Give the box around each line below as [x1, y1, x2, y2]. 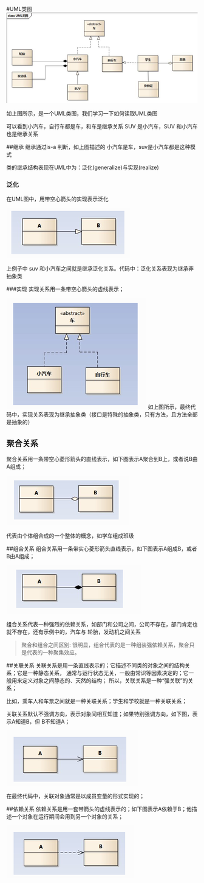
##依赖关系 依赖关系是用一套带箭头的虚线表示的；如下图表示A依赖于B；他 [6, 805, 192, 813]
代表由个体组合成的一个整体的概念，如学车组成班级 [6, 532, 134, 539]
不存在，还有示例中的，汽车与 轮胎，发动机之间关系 [11, 628, 141, 635]
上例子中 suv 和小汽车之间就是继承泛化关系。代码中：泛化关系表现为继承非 [6, 265, 194, 272]
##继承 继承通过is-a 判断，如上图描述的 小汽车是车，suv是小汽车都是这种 [6, 144, 191, 151]
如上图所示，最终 [148, 403, 191, 410]
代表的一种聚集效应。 [26, 649, 80, 656]
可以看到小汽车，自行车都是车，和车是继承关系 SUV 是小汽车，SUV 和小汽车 [6, 123, 198, 130]
